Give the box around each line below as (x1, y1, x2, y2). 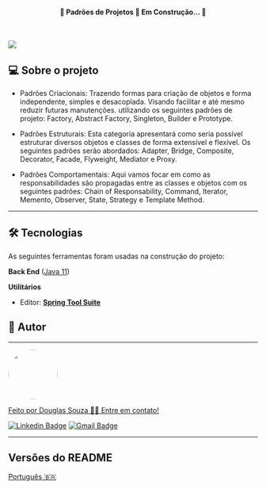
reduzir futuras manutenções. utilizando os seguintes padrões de (19, 105, 233, 115)
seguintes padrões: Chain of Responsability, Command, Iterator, (19, 187, 228, 197)
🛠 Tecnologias (8, 227, 83, 240)
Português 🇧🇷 (8, 472, 57, 482)
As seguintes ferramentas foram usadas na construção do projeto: (8, 251, 225, 261)
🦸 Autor (8, 320, 47, 334)
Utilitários (8, 282, 42, 292)
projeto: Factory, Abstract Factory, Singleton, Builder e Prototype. (19, 114, 234, 124)
